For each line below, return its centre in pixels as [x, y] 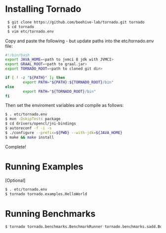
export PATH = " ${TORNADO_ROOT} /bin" [60, 91]
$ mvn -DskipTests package [33, 119]
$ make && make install [30, 137]
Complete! [16, 147]
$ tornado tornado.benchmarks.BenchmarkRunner [54, 227]
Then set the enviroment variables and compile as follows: [64, 105]
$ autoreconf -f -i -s [28, 128]
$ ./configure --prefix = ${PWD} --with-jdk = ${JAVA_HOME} [64, 133]
